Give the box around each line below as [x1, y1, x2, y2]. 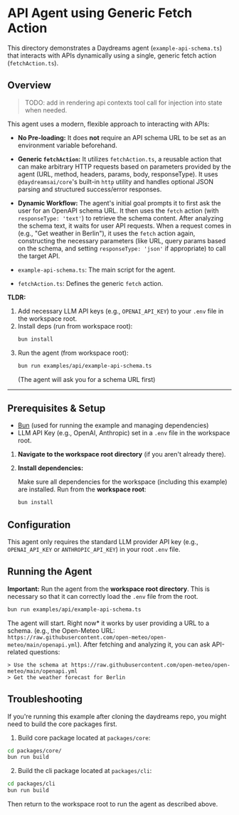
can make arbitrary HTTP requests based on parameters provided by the [17, 162, 231, 171]
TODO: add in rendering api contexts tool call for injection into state [24, 98, 223, 107]
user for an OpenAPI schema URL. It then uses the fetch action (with [17, 206, 219, 215]
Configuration [7, 518, 71, 531]
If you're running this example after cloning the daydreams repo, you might [7, 712, 227, 720]
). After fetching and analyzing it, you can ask [77, 640, 211, 649]
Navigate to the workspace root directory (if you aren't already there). [17, 450, 226, 459]
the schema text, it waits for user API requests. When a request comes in [17, 221, 232, 230]
